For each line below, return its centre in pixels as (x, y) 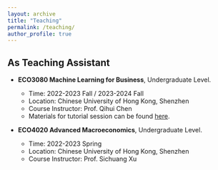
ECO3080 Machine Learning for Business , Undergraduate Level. (114, 80)
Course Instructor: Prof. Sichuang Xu (83, 159)
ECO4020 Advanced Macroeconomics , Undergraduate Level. (110, 130)
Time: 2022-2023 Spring (65, 144)
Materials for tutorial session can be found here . (99, 116)
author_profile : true (40, 34)
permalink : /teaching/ (41, 27)
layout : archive (31, 14)
